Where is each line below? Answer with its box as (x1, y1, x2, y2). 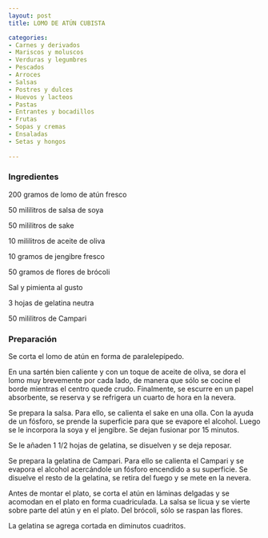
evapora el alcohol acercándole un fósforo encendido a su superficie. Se (8, 464, 248, 474)
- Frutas (8, 115, 38, 124)
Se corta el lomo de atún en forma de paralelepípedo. (8, 352, 185, 361)
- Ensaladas (8, 130, 48, 138)
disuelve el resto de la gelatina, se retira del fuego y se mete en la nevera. (8, 473, 251, 483)
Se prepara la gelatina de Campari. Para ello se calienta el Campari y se (8, 456, 244, 466)
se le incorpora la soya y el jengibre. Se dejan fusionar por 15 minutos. (8, 425, 240, 435)
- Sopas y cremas (8, 123, 66, 131)
